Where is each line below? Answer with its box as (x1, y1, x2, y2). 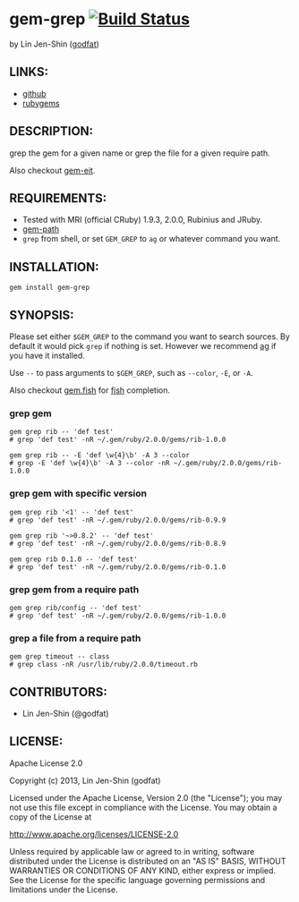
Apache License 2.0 (9, 757, 83, 769)
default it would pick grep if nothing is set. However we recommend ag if (9, 341, 277, 351)
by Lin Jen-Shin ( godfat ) (9, 38, 100, 49)
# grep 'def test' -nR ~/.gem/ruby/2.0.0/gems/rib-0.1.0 (9, 562, 226, 572)
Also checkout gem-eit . (9, 165, 96, 175)
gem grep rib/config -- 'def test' (9, 603, 142, 612)
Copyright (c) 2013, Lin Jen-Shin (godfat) (9, 775, 161, 786)
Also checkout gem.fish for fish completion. (9, 385, 171, 396)
